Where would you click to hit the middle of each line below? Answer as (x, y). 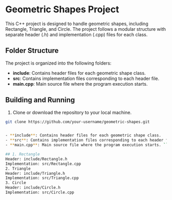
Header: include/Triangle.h (35, 173)
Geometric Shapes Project (62, 9)
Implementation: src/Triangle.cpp (42, 178)
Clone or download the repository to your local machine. (72, 112)
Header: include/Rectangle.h (36, 159)
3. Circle (16, 183)
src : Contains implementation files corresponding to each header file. (86, 78)
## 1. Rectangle (23, 154)
